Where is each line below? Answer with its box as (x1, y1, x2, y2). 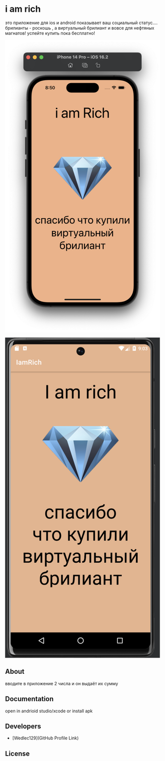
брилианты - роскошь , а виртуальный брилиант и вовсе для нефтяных (5, 25, 155, 31)
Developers (5, 722, 41, 730)
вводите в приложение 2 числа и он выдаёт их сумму (5, 680, 118, 686)
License (5, 749, 30, 758)
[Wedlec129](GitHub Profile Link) (12, 735, 79, 741)
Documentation (5, 695, 54, 703)
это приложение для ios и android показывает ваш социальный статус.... (5, 20, 158, 26)
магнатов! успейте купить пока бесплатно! (5, 30, 95, 36)
